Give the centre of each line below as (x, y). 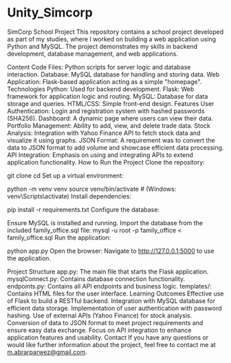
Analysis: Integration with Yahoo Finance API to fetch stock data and (104, 133)
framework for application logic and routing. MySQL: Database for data (108, 96)
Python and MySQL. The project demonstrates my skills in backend (102, 46)
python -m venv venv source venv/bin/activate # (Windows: (92, 189)
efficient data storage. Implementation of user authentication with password (114, 308)
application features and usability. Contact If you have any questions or (108, 337)
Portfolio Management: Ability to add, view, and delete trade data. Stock (109, 125)
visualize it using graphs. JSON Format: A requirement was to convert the (111, 140)
